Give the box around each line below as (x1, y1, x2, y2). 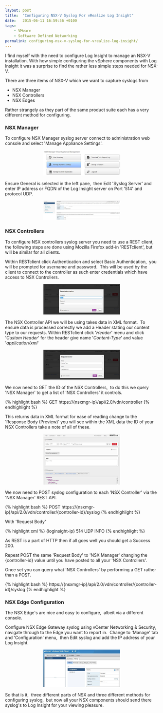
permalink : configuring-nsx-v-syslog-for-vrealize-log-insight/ (5, 39, 138, 44)
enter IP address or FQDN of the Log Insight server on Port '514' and (5, 186, 143, 191)
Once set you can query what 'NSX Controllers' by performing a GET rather (5, 566, 157, 572)
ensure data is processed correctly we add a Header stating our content (5, 324, 150, 331)
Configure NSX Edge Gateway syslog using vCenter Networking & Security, (5, 624, 157, 630)
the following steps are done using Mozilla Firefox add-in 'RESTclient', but (5, 244, 153, 250)
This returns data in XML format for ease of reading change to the (5, 414, 137, 420)
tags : (5, 23, 16, 28)
